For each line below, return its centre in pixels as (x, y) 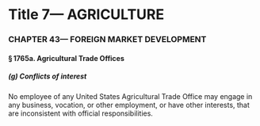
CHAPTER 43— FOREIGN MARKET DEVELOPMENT (107, 40)
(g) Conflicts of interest (48, 76)
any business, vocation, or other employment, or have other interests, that (129, 105)
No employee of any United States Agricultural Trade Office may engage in (130, 96)
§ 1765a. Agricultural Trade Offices (67, 58)
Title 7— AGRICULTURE (86, 15)
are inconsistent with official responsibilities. (80, 113)
